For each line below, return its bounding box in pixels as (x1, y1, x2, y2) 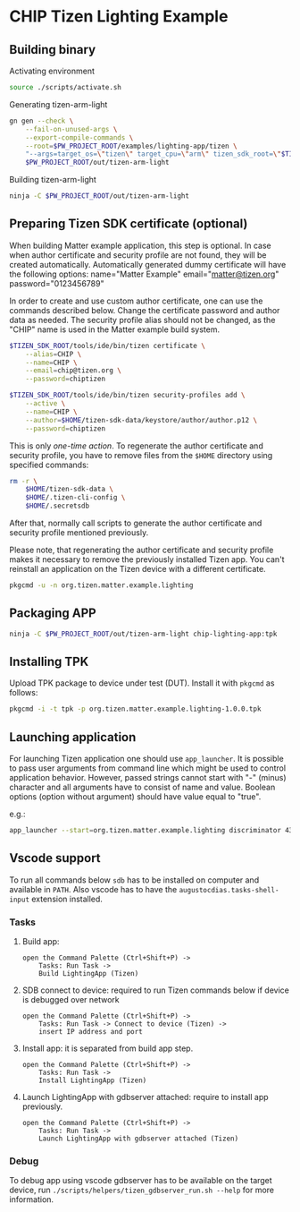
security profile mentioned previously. (9, 527, 149, 538)
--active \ (25, 399, 66, 408)
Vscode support (9, 850, 101, 866)
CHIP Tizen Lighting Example (9, 6, 229, 27)
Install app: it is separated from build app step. (21, 1043, 194, 1054)
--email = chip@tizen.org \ (25, 366, 122, 375)
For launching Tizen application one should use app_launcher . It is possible (9, 754, 284, 764)
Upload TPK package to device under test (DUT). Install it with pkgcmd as (9, 678, 275, 688)
